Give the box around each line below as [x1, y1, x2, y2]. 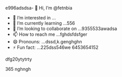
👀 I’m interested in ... [12, 15, 56, 20]
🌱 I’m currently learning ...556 [12, 20, 76, 26]
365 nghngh [5, 66, 31, 72]
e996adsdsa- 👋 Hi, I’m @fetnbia [5, 5, 72, 11]
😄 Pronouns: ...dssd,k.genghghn [12, 39, 83, 44]
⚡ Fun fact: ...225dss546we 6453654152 [12, 44, 99, 50]
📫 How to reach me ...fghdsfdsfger [12, 31, 88, 37]
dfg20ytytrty [5, 56, 32, 62]
